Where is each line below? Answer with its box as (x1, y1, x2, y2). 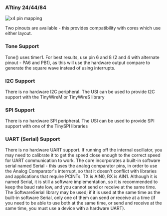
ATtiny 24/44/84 (5, 4, 46, 11)
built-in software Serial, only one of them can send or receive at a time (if (5, 194, 156, 201)
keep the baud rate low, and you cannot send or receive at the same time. (5, 184, 157, 190)
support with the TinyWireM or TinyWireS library (5, 94, 105, 100)
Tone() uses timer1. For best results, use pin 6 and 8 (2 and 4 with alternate (5, 54, 160, 60)
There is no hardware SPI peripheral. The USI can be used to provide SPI (5, 118, 155, 124)
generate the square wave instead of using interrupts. (5, 64, 116, 71)
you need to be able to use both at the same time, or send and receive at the (5, 200, 162, 206)
